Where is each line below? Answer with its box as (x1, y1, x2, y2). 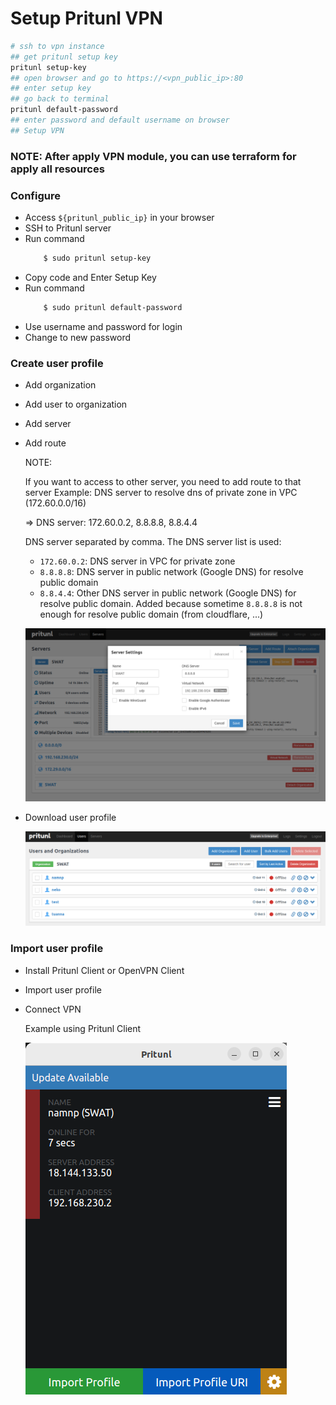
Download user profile (24, 811, 117, 823)
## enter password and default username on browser (10, 115, 230, 126)
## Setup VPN (10, 125, 65, 136)
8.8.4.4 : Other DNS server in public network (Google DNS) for (39, 587, 297, 599)
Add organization (24, 379, 97, 391)
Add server (24, 418, 72, 430)
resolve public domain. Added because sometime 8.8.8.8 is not (39, 598, 303, 610)
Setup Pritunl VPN (10, 7, 163, 30)
